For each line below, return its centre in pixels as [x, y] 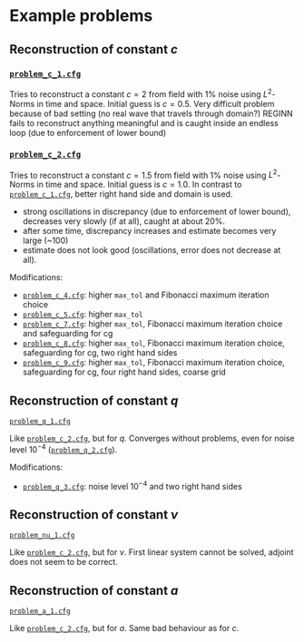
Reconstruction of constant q [94, 400]
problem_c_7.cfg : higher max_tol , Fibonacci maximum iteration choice [152, 324]
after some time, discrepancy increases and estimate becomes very [149, 231]
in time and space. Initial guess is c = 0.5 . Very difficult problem [156, 103]
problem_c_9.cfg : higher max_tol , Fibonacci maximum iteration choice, [154, 363]
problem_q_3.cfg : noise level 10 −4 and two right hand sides [132, 485]
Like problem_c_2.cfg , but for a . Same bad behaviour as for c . [124, 628]
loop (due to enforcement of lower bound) [88, 132]
